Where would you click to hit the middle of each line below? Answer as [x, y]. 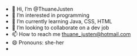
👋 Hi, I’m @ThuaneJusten [42, 9]
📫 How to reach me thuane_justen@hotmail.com [71, 34]
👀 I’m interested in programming [51, 15]
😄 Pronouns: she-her [38, 43]
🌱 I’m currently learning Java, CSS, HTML [62, 21]
